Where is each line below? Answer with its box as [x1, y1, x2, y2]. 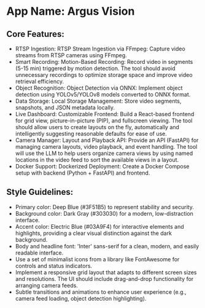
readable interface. [15, 249, 64, 256]
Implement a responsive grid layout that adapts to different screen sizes [15, 269, 197, 276]
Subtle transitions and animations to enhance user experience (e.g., [15, 288, 187, 296]
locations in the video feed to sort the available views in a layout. [15, 156, 179, 164]
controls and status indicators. [15, 262, 93, 269]
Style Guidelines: [6, 187, 74, 197]
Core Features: [6, 29, 64, 39]
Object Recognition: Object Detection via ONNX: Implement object [15, 84, 183, 92]
